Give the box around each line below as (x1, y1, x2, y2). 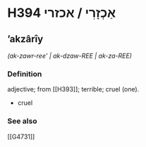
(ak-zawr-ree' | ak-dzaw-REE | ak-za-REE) (7, 51, 133, 60)
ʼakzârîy (7, 33, 44, 45)
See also (7, 116, 37, 126)
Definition (7, 69, 42, 79)
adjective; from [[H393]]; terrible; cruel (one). (7, 85, 140, 94)
